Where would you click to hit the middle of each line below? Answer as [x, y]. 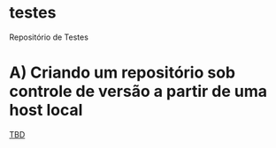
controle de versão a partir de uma [138, 92]
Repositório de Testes [49, 37]
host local [46, 111]
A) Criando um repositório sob [123, 73]
